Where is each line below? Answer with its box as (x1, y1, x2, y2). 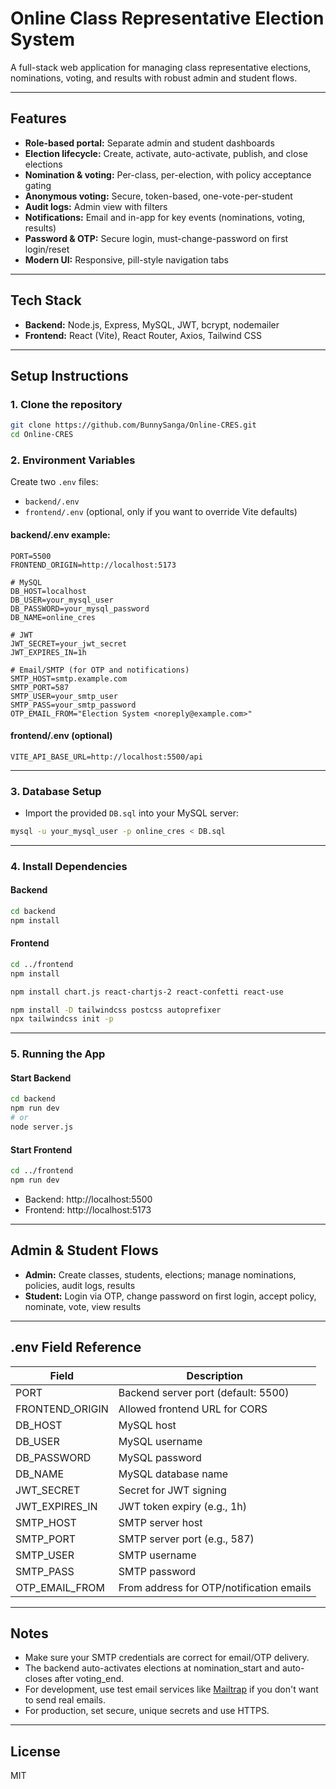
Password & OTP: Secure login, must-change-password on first (24, 232, 289, 244)
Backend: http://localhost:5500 (24, 1193, 153, 1205)
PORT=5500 (10, 551, 52, 561)
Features (10, 110, 67, 127)
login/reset (24, 243, 70, 255)
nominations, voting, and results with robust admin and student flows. (10, 72, 298, 84)
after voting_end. (54, 1673, 125, 1685)
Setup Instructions (10, 367, 129, 384)
